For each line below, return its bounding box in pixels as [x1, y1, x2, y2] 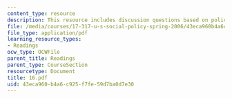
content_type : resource [7, 10, 76, 17]
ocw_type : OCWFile [7, 49, 60, 56]
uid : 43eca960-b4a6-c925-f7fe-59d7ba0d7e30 [7, 81, 135, 88]
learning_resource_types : [7, 36, 81, 43]
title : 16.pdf [7, 74, 48, 81]
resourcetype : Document [7, 68, 76, 75]
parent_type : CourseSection [7, 61, 88, 68]
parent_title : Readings [7, 55, 76, 62]
